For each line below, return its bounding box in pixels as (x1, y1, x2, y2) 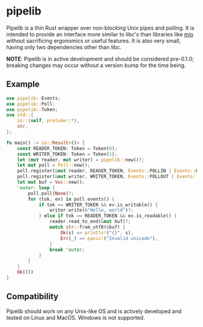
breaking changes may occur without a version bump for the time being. (6, 62, 186, 69)
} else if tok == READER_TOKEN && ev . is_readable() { (38, 213, 177, 219)
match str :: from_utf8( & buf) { (49, 224, 126, 230)
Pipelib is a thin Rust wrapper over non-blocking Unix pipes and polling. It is (6, 24, 195, 31)
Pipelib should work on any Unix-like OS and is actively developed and (6, 307, 182, 315)
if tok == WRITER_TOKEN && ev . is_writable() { (38, 201, 158, 208)
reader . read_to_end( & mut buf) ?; (49, 219, 131, 225)
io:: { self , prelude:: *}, (17, 118, 80, 124)
